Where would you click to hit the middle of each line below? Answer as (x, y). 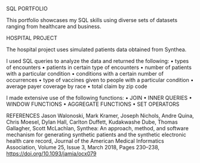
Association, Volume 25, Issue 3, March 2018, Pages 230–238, (83, 147)
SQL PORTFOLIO (27, 9)
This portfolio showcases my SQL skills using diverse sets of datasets (92, 20)
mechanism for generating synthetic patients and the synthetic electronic (96, 134)
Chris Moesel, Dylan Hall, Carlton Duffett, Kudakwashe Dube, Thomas (92, 122)
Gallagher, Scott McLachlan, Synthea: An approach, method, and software (98, 128)
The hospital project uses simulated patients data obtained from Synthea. (96, 49)
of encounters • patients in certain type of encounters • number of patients (99, 67)
